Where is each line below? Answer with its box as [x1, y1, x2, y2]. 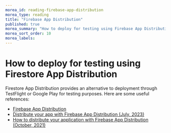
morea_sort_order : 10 [5, 31, 51, 36]
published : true [5, 21, 40, 27]
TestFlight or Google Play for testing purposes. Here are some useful [5, 90, 150, 96]
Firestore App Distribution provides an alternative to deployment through [5, 85, 158, 91]
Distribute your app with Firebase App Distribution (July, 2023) [12, 111, 145, 117]
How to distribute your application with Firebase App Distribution [12, 116, 149, 122]
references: [5, 96, 30, 102]
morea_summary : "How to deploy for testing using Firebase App [5, 26, 142, 31]
